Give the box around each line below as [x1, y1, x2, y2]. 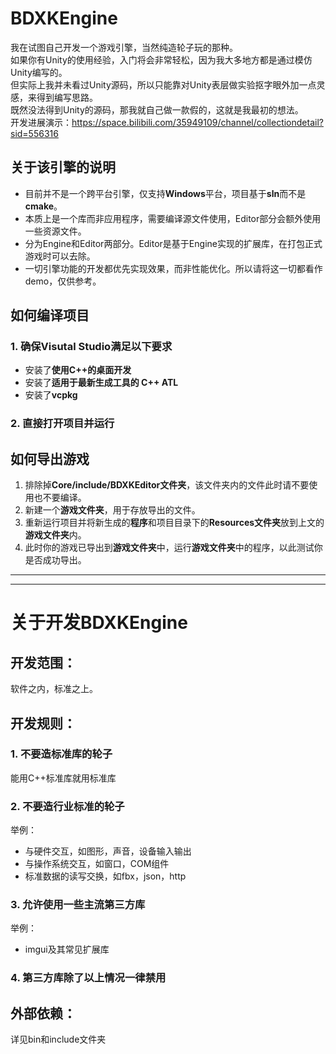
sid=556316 [10, 127, 59, 139]
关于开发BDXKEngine [10, 612, 188, 634]
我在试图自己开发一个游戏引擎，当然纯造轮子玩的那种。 [10, 41, 238, 53]
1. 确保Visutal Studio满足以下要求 [10, 340, 173, 354]
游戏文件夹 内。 [24, 529, 87, 541]
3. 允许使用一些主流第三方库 [10, 898, 146, 912]
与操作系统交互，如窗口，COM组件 [24, 858, 170, 870]
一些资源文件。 [24, 225, 87, 237]
